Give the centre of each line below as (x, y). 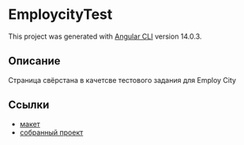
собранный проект (51, 132)
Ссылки (29, 105)
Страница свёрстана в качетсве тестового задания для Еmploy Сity (122, 80)
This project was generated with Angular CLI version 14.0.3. (105, 36)
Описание (34, 61)
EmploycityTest (60, 15)
